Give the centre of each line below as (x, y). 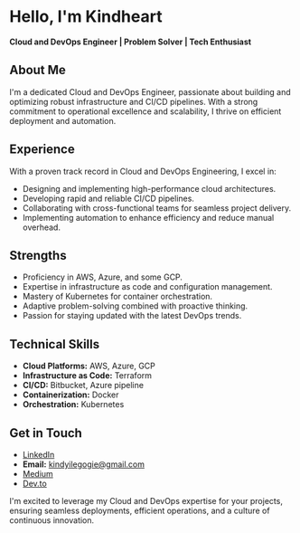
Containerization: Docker (70, 395)
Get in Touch (46, 433)
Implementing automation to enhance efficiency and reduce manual (148, 217)
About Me (37, 70)
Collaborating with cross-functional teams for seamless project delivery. (157, 208)
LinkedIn (38, 455)
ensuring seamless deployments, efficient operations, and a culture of (140, 510)
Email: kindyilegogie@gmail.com (84, 464)
